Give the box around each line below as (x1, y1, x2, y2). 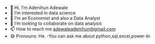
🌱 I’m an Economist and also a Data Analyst (10, 15, 100, 21)
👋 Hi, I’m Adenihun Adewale (10, 5, 68, 10)
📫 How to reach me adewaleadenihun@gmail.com (10, 26, 116, 32)
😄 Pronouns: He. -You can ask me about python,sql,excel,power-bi (10, 33, 150, 39)
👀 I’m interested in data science (10, 10, 76, 16)
